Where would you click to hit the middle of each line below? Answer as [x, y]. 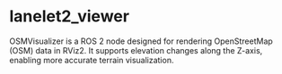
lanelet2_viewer [70, 16]
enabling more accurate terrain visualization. [92, 60]
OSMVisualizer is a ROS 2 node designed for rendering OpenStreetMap [141, 41]
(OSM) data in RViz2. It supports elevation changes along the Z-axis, [136, 50]
